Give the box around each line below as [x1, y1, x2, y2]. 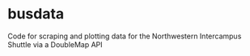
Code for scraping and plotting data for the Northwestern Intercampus [7, 31, 242, 41]
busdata [7, 5, 65, 23]
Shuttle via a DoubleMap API [7, 39, 103, 49]
